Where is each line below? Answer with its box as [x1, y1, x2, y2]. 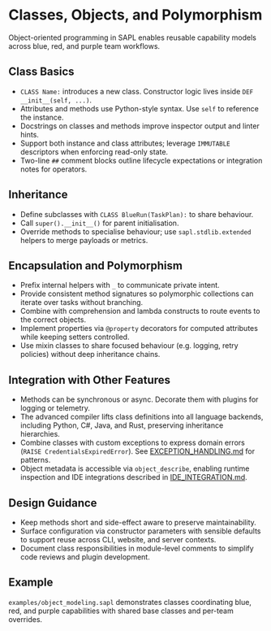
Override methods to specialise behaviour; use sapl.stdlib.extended [19, 226, 252, 237]
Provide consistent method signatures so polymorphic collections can [19, 289, 254, 298]
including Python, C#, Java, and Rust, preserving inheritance [19, 420, 224, 430]
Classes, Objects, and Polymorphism [8, 6, 263, 24]
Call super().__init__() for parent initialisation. [19, 218, 179, 228]
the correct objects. [19, 315, 87, 324]
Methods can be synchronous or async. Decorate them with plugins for [19, 394, 259, 404]
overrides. [8, 614, 43, 624]
